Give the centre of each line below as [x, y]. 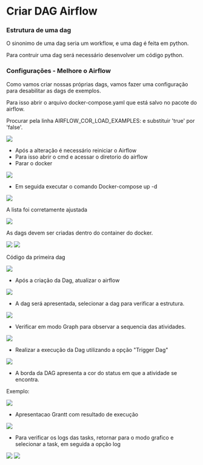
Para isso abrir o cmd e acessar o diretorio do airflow [81, 157]
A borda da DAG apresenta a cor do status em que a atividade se [96, 373]
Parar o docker [34, 163]
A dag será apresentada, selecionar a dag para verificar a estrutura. [100, 303]
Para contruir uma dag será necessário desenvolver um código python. [95, 55]
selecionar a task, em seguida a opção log [68, 444]
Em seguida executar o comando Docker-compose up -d [86, 186]
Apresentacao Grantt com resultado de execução [76, 414]
